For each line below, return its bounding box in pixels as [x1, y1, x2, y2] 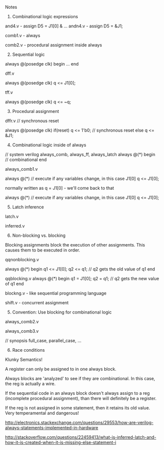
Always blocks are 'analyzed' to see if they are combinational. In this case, [5, 376, 155, 381]
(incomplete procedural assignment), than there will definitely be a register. [5, 396, 157, 401]
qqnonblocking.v [5, 257, 39, 262]
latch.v [5, 214, 19, 219]
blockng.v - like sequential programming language [5, 291, 107, 296]
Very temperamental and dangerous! [5, 410, 79, 416]
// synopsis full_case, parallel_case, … [5, 337, 82, 343]
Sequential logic [12, 51, 45, 57]
